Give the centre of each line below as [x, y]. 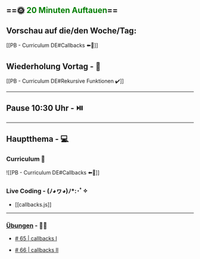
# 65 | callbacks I [36, 239]
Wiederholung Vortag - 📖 [54, 66]
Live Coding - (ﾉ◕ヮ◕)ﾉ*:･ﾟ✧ [47, 191]
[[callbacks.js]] [33, 204]
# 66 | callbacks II [37, 250]
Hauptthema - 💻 [37, 139]
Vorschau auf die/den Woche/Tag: [71, 31]
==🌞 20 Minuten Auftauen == [62, 10]
